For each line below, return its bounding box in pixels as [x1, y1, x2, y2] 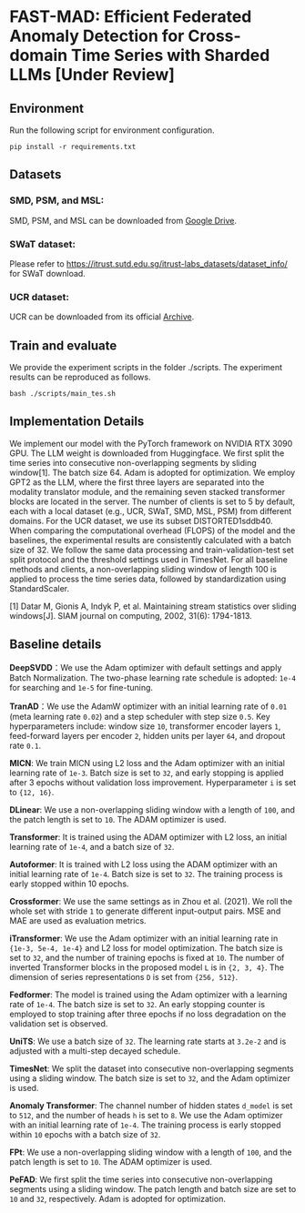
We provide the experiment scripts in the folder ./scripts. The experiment [9, 362, 282, 373]
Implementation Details [9, 414, 145, 430]
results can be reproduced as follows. [9, 371, 151, 383]
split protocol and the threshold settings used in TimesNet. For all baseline [9, 553, 289, 565]
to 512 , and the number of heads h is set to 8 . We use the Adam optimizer [9, 1109, 284, 1120]
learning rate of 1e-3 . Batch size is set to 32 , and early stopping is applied [9, 767, 284, 778]
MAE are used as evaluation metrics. [9, 915, 147, 925]
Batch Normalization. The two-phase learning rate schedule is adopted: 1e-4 [9, 672, 296, 683]
